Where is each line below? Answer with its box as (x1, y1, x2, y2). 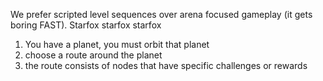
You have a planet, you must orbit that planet (24, 39, 210, 50)
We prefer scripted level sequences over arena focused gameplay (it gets (10, 9, 313, 20)
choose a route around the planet (24, 49, 163, 61)
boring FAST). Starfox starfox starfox (10, 19, 162, 31)
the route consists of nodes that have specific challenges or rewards (24, 60, 308, 71)
